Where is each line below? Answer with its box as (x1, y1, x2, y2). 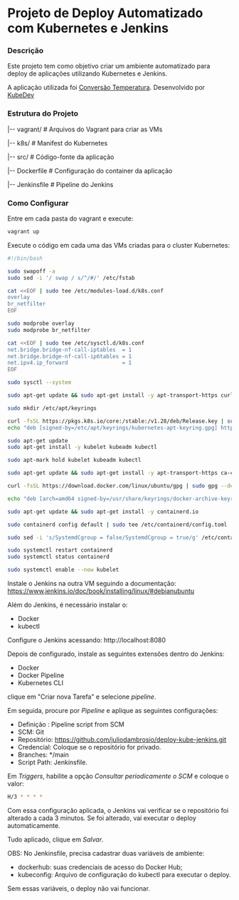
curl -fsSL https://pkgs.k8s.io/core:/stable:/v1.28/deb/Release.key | (7, 418, 224, 425)
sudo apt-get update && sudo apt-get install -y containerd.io (7, 508, 199, 515)
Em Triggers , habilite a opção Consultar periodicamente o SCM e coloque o (7, 772, 229, 781)
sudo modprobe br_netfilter (7, 326, 91, 333)
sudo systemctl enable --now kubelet (7, 566, 119, 574)
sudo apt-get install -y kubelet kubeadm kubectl (7, 444, 158, 451)
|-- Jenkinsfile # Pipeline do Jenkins (7, 180, 114, 188)
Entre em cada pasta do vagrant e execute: (7, 214, 134, 223)
